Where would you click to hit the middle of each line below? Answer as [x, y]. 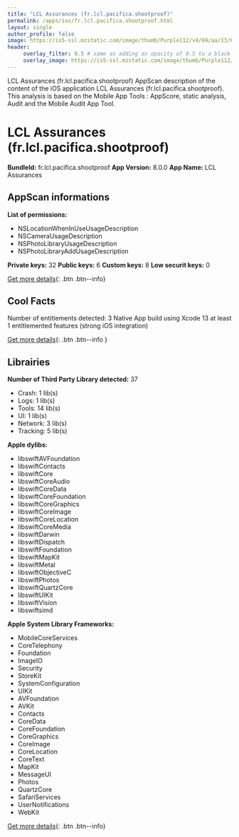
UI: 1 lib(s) [32, 416]
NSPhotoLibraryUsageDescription [67, 243]
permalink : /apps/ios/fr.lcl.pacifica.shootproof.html [90, 21]
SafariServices [39, 797]
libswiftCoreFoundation [52, 497]
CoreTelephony [40, 646]
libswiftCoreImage [44, 512]
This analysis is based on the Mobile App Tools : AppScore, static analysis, [117, 96]
